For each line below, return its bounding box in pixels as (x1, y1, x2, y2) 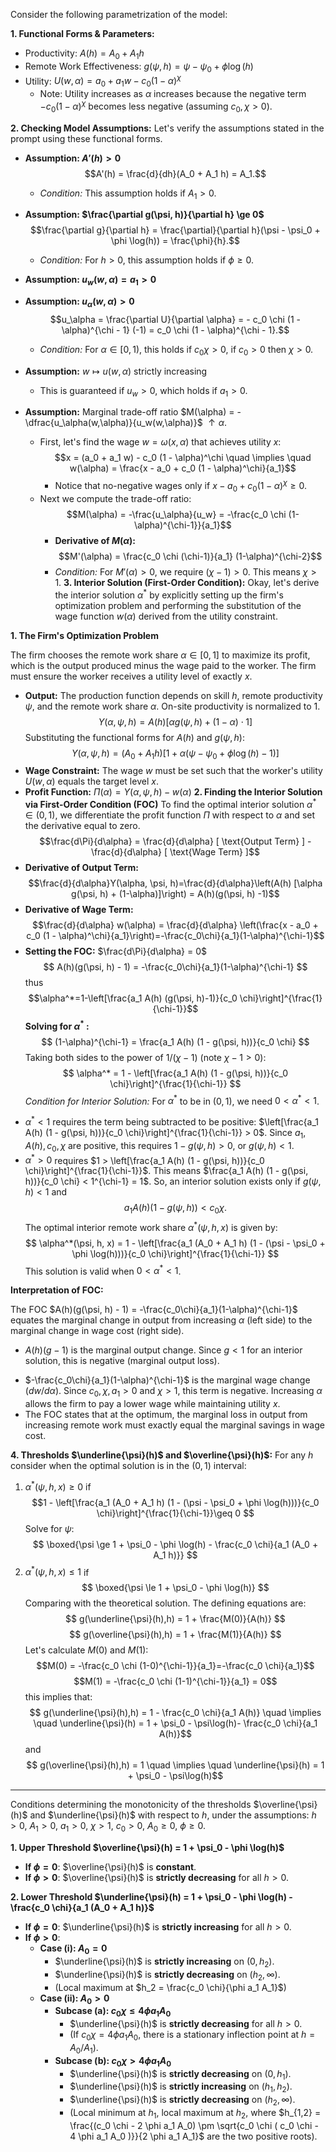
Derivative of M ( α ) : (54, 534, 136, 546)
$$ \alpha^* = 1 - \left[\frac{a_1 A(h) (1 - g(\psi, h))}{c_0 (62, 1067, 289, 1079)
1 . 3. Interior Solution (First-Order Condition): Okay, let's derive (54, 576, 320, 588)
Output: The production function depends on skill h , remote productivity (24, 689, 323, 701)
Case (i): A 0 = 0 (39, 1942, 108, 1957)
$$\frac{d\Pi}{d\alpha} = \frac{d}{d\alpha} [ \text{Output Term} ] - (39, 835, 312, 848)
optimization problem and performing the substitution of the (54, 599, 302, 611)
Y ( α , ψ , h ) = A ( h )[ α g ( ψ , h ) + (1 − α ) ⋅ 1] (98, 715, 253, 728)
